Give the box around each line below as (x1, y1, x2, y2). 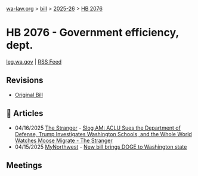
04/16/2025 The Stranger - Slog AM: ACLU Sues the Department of (14, 124, 181, 131)
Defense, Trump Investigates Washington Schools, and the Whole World (14, 130, 192, 137)
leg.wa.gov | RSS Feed (6, 58, 62, 65)
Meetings (6, 160, 43, 170)
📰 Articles (6, 108, 44, 118)
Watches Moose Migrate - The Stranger (14, 137, 113, 144)
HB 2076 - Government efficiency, (6, 26, 179, 39)
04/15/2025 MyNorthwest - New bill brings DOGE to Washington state (14, 143, 187, 150)
